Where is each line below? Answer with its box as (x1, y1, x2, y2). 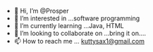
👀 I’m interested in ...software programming (13, 14, 140, 22)
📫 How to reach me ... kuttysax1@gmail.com (13, 37, 145, 45)
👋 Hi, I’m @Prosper (13, 7, 69, 15)
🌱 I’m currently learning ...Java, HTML (13, 22, 125, 30)
